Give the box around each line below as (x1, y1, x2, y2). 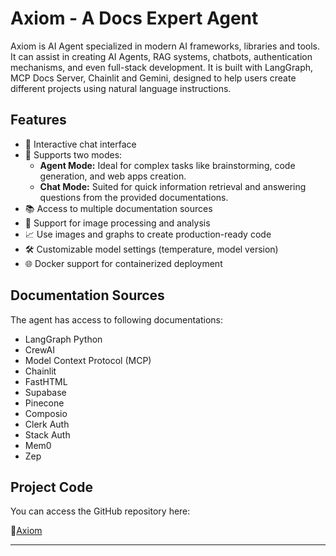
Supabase (24, 386, 67, 398)
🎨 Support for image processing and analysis (24, 217, 211, 229)
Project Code (10, 478, 93, 496)
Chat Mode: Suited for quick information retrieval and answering (39, 180, 307, 192)
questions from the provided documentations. (39, 191, 229, 203)
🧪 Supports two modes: (24, 148, 123, 161)
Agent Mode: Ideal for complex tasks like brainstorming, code (39, 159, 296, 171)
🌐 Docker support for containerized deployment (24, 257, 223, 269)
